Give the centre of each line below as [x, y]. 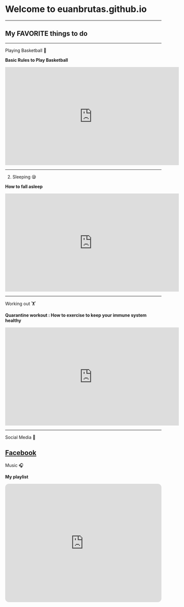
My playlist [17, 476]
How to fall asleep [24, 186]
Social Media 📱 [20, 437]
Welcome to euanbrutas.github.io [76, 9]
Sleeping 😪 [24, 177]
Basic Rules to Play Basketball [37, 60]
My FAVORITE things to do [46, 34]
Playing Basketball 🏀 [26, 50]
